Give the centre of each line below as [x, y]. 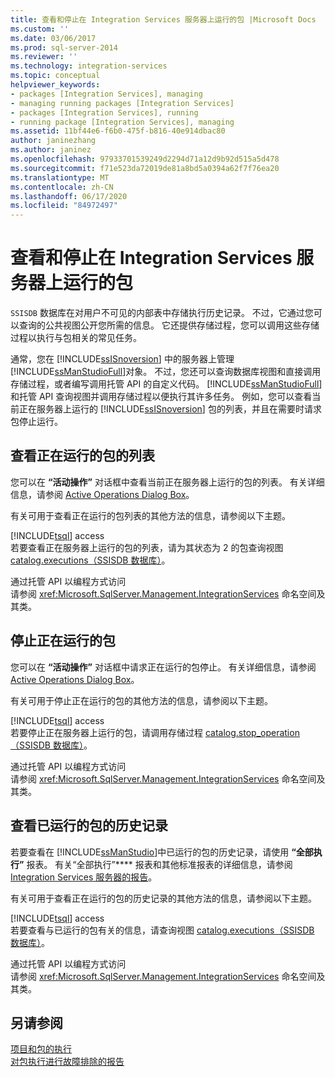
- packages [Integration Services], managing [106, 94]
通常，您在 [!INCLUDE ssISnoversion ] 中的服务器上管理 [122, 359]
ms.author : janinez [51, 150]
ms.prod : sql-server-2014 [64, 47]
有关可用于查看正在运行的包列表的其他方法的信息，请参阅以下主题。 [150, 515]
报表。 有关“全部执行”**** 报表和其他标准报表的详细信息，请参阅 [159, 864]
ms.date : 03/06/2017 [53, 38]
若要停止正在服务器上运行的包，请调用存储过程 [106, 732]
